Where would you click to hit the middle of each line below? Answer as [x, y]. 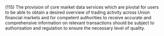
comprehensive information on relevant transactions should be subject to [80, 23]
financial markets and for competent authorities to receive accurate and [78, 18]
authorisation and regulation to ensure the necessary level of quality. [75, 28]
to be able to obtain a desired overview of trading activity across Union [78, 12]
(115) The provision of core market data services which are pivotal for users [82, 7]
